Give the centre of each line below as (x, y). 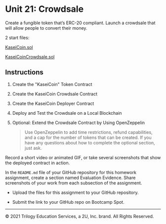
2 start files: (17, 38)
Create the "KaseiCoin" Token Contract (52, 84)
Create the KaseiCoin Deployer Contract (53, 103)
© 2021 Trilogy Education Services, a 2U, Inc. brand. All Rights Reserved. (80, 216)
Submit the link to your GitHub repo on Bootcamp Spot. (68, 202)
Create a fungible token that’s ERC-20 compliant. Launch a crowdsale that (80, 23)
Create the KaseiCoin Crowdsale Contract (55, 94)
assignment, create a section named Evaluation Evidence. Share (70, 178)
